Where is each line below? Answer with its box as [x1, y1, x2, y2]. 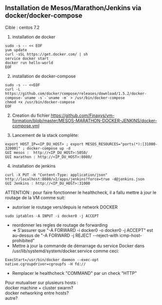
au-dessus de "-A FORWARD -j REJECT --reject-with [12, 232, 119, 238]
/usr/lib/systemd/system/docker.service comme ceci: [12, 248, 119, 254]
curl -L [5, 87, 21, 92]
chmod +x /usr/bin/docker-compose [5, 99, 75, 104]
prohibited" [12, 237, 35, 243]
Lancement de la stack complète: [12, 132, 79, 138]
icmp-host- [119, 232, 142, 238]
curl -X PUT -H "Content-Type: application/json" [5, 172, 108, 177]
